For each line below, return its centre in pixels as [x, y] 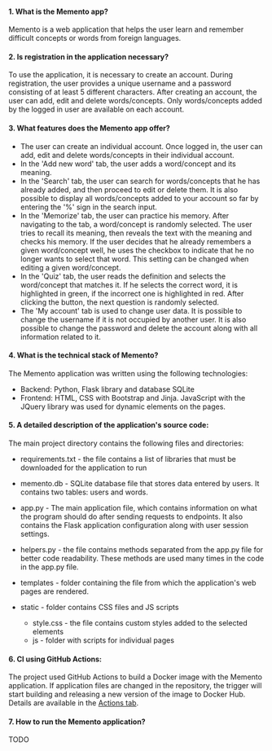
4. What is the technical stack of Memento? [83, 355]
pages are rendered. [55, 591]
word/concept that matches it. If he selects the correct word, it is [129, 284]
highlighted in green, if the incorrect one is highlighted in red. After [132, 293]
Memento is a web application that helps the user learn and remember [126, 29]
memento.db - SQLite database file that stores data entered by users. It [140, 484]
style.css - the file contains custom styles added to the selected [140, 623]
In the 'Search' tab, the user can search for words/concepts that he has [140, 181]
